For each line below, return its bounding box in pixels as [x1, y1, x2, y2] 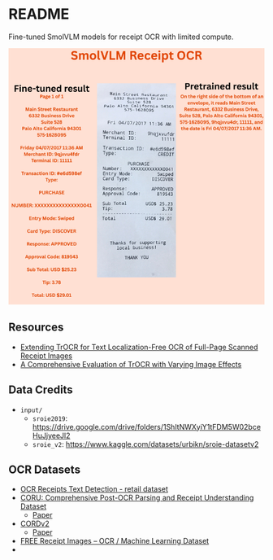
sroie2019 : [32, 413, 68, 423]
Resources [8, 321, 64, 335]
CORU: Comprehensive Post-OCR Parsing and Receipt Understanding [19, 493, 254, 503]
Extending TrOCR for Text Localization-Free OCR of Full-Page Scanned [19, 342, 258, 352]
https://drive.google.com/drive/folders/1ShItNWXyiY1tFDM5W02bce [32, 422, 262, 431]
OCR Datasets [8, 462, 81, 476]
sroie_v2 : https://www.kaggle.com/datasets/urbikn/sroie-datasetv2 [32, 439, 259, 448]
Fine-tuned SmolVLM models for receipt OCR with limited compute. [8, 32, 234, 42]
